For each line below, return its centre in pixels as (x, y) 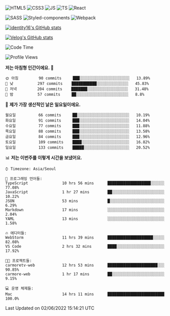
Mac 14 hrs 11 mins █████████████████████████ (85, 294)
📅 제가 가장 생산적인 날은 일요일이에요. (43, 105)
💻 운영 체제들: (20, 289)
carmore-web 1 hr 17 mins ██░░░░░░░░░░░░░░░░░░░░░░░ (85, 274)
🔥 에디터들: (16, 233)
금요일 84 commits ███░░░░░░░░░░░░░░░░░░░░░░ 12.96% (78, 137)
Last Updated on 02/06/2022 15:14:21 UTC (50, 308)
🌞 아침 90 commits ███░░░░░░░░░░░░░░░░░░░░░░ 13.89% (78, 78)
